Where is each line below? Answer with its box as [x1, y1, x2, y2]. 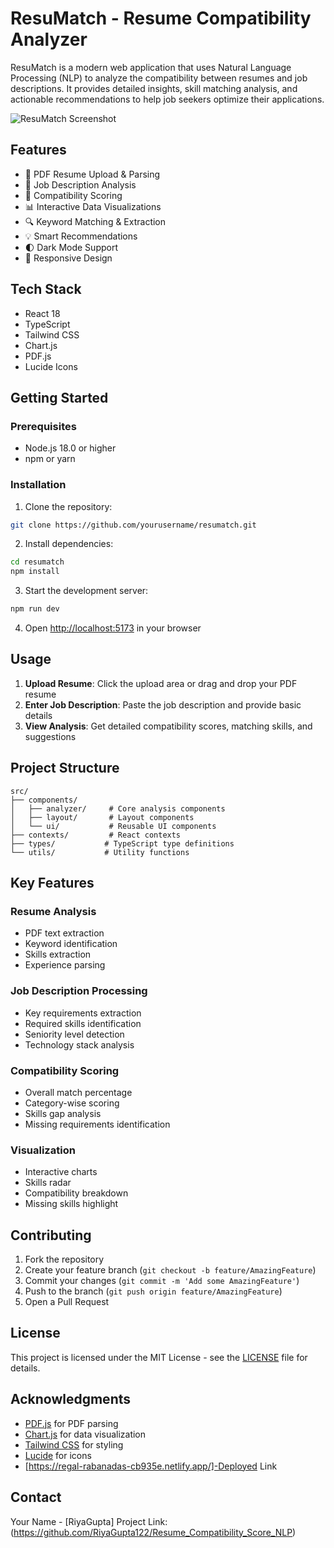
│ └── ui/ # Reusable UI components [10, 821, 217, 831]
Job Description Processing [10, 984, 148, 998]
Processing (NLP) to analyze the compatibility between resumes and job [10, 72, 308, 84]
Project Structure [10, 760, 120, 777]
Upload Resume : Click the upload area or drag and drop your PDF [24, 677, 298, 689]
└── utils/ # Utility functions [10, 847, 190, 857]
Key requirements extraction [24, 1007, 142, 1019]
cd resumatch [10, 557, 65, 567]
